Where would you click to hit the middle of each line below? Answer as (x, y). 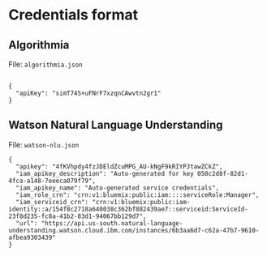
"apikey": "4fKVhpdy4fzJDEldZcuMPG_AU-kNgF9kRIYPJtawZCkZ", (119, 166)
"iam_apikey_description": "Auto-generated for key (105, 173)
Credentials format (73, 15)
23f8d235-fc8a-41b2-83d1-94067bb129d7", (78, 216)
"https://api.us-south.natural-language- (112, 223)
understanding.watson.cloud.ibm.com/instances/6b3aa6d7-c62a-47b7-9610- (134, 230)
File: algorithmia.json (45, 64)
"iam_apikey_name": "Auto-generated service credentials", (118, 188)
